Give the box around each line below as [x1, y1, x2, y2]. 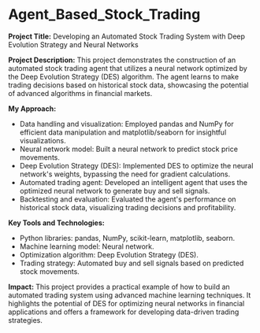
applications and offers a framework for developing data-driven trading [8, 307, 240, 316]
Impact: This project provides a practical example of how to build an [8, 282, 230, 291]
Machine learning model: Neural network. [19, 242, 155, 251]
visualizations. [19, 135, 67, 145]
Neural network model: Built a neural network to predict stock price [19, 144, 239, 154]
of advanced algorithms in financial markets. [8, 88, 153, 98]
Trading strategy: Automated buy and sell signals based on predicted [19, 258, 244, 268]
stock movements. [19, 266, 80, 276]
